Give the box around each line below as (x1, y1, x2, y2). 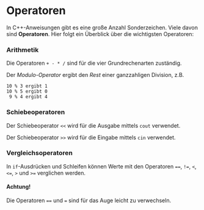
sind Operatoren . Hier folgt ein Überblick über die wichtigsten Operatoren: (6, 30, 194, 37)
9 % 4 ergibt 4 (9, 94, 48, 100)
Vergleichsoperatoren (6, 149, 73, 157)
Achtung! (6, 183, 31, 190)
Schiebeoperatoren (6, 108, 65, 117)
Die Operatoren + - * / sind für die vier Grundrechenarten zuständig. (6, 59, 182, 67)
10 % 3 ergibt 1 (6, 83, 48, 89)
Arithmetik (6, 45, 39, 54)
